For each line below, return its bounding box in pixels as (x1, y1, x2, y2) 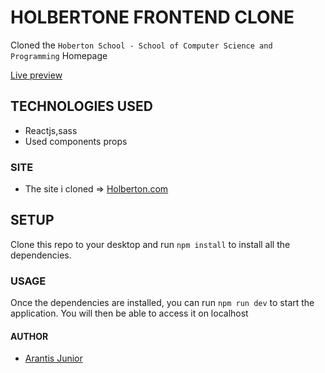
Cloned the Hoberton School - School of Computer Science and (10, 39, 273, 51)
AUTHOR (10, 330, 49, 342)
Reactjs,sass (24, 124, 78, 136)
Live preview (10, 69, 63, 81)
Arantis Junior (24, 352, 83, 365)
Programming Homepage (10, 49, 108, 61)
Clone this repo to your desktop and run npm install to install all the (10, 238, 291, 250)
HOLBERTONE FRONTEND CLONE (10, 6, 295, 29)
